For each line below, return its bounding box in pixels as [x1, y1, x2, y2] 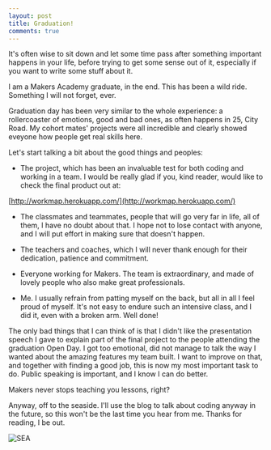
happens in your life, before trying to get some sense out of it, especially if [8, 57, 256, 67]
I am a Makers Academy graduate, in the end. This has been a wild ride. [8, 82, 248, 91]
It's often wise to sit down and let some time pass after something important [8, 49, 262, 59]
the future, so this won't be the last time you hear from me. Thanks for [8, 410, 243, 419]
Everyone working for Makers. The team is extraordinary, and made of [19, 269, 255, 279]
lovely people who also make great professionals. [19, 278, 185, 287]
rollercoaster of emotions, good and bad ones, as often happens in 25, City [8, 115, 259, 125]
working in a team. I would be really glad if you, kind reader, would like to [19, 172, 264, 182]
